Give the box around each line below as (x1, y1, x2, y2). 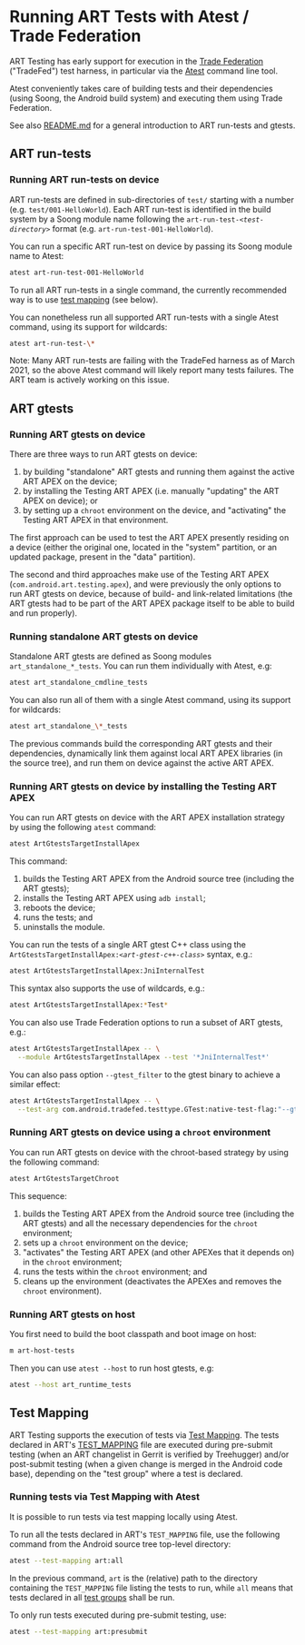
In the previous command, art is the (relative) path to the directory (9, 1572, 259, 1583)
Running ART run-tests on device (9, 173, 160, 186)
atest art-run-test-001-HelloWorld (9, 268, 144, 277)
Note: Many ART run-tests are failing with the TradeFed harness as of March (9, 355, 295, 366)
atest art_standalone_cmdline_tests (9, 679, 148, 688)
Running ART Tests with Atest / (9, 6, 250, 27)
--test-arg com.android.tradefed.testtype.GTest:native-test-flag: (17, 1105, 279, 1114)
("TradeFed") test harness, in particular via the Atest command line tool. (9, 65, 279, 76)
